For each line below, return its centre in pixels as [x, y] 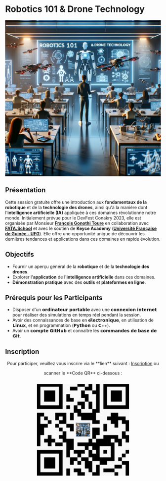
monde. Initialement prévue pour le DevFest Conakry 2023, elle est [73, 218]
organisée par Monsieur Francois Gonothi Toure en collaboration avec [77, 223]
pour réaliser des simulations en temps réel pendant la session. [77, 315]
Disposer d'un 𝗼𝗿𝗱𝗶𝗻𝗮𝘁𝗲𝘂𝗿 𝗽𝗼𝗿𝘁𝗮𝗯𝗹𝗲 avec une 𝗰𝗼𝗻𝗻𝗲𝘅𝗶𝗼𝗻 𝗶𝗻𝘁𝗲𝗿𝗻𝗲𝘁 [84, 310]
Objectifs [20, 254]
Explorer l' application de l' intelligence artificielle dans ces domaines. [84, 277]
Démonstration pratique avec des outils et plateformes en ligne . [79, 282]
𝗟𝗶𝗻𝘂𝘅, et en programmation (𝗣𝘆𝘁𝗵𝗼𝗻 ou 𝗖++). [61, 325]
